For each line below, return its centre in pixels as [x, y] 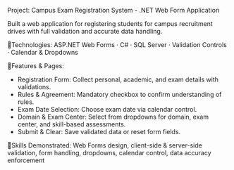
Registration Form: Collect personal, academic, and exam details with [118, 79]
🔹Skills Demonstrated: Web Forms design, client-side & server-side [105, 145]
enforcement [26, 160]
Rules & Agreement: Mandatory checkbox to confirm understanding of [119, 94]
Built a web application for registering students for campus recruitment [110, 24]
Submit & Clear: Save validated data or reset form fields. [99, 132]
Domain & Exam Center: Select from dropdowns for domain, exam [113, 117]
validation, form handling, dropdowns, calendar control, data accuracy [109, 153]
